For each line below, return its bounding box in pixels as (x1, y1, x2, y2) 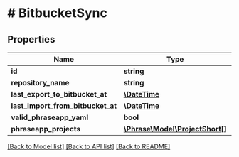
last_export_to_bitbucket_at (11, 90, 107, 99)
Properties (7, 33, 55, 45)
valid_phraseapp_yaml (11, 112, 89, 122)
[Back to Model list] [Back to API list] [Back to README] (7, 142, 171, 151)
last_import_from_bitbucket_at (11, 101, 117, 111)
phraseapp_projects (11, 124, 80, 134)
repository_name (11, 78, 70, 87)
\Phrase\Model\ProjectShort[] (123, 124, 227, 134)
